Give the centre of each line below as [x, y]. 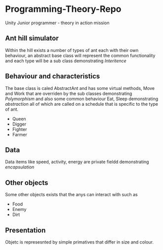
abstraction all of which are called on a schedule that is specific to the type [82, 104]
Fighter [20, 129]
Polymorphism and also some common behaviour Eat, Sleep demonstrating [82, 99]
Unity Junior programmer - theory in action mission [57, 23]
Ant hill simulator [32, 38]
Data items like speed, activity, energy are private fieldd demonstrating [77, 162]
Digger [19, 124]
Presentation [25, 230]
